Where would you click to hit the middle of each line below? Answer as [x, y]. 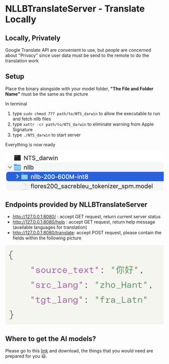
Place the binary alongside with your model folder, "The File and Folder [79, 88]
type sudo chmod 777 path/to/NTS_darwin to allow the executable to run [86, 113]
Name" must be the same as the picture [47, 94]
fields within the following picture [47, 238]
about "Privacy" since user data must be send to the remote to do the [77, 55]
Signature [22, 129]
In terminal [16, 104]
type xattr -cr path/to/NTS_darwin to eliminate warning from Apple [83, 124]
